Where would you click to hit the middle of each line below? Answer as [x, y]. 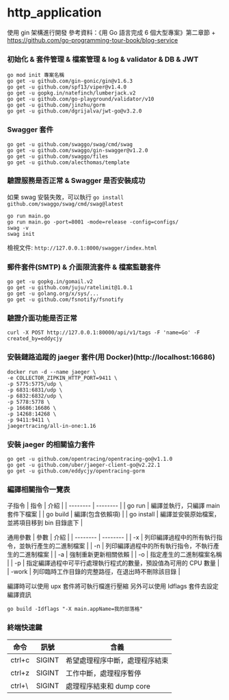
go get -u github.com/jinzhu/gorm [56, 105]
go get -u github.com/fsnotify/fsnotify [66, 300]
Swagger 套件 [30, 130]
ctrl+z [20, 673]
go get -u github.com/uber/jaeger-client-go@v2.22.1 [84, 465]
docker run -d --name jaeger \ [52, 372]
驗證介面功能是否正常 [42, 318]
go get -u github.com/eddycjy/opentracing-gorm [76, 471]
